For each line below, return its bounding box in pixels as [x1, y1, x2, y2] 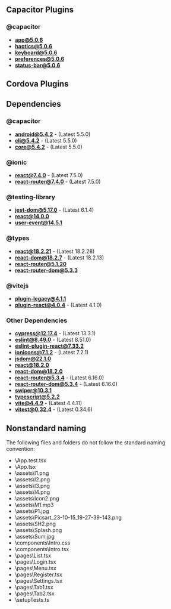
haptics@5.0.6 [14, 42, 52, 50]
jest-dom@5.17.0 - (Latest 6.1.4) [14, 206, 94, 214]
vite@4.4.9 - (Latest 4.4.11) [14, 400, 83, 407]
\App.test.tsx [14, 457, 46, 464]
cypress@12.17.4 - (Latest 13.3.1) [14, 330, 96, 337]
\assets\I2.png [14, 476, 50, 483]
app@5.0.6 [14, 36, 43, 44]
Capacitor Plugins [6, 5, 74, 15]
